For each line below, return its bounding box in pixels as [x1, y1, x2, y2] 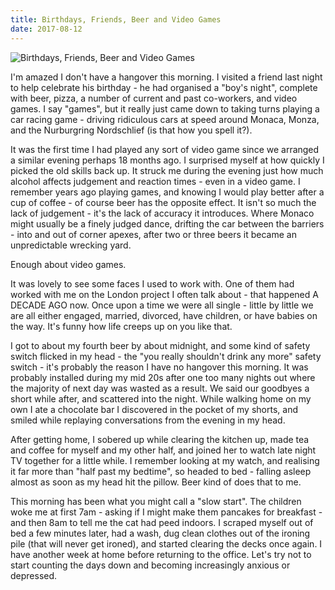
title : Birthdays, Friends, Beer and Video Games [10, 14, 222, 25]
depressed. [10, 569, 58, 581]
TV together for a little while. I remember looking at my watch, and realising [10, 454, 320, 466]
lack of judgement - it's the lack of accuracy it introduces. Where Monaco [10, 207, 315, 219]
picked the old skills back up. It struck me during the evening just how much [10, 164, 324, 176]
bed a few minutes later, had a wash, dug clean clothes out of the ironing [10, 527, 311, 539]
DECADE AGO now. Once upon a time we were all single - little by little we [10, 299, 314, 311]
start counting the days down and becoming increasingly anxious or [10, 559, 291, 571]
